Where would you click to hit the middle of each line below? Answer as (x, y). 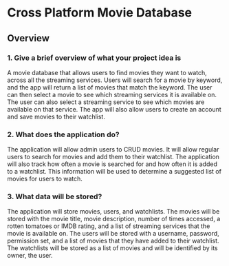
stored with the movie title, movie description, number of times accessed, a (114, 219)
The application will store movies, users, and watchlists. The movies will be (113, 212)
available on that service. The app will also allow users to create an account (114, 109)
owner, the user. (30, 256)
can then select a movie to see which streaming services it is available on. (112, 94)
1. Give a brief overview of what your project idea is (94, 58)
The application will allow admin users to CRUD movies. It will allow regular (113, 150)
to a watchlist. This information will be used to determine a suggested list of (115, 172)
